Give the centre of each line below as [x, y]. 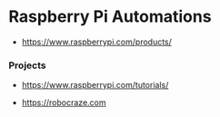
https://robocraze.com [64, 102]
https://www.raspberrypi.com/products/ [96, 42]
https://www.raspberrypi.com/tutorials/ [95, 85]
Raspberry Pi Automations [110, 17]
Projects [27, 65]
